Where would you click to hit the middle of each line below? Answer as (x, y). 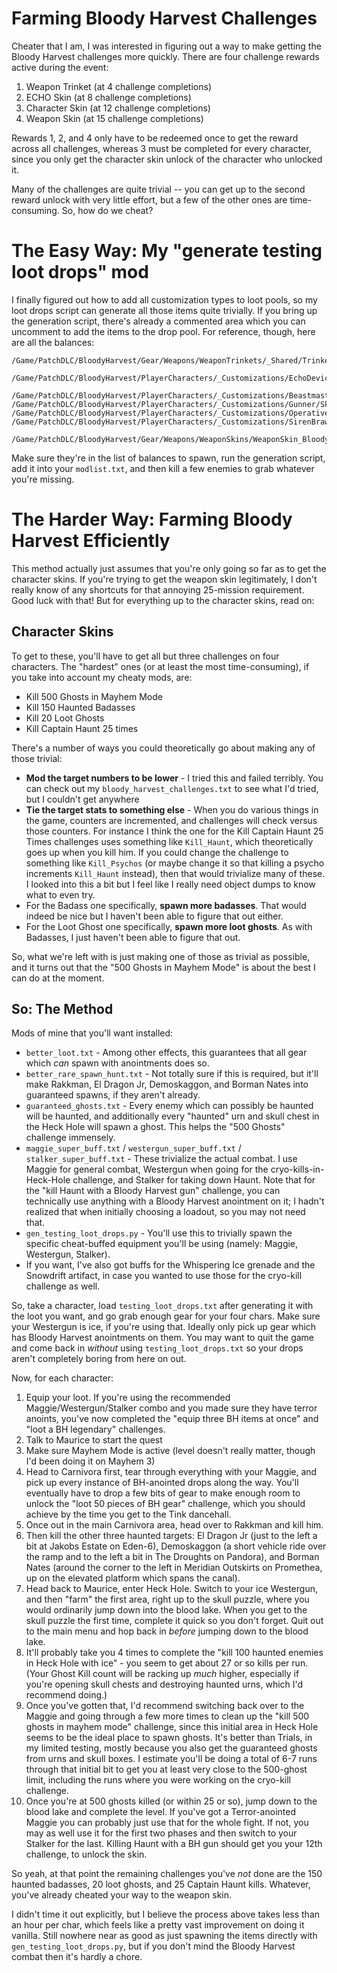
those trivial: (37, 758)
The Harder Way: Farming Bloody (152, 519)
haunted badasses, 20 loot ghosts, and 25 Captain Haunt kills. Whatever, (161, 1884)
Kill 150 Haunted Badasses (80, 707)
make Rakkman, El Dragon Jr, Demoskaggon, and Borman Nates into (167, 1084)
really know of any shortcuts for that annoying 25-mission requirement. (158, 589)
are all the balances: (53, 342)
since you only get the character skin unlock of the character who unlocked (167, 159)
